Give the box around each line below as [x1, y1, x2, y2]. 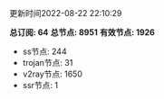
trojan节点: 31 [22, 58, 73, 67]
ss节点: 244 [22, 46, 67, 57]
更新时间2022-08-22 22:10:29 [9, 8, 122, 18]
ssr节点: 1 [22, 80, 59, 90]
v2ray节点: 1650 [22, 68, 83, 79]
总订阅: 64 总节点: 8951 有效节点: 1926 [9, 27, 156, 38]
